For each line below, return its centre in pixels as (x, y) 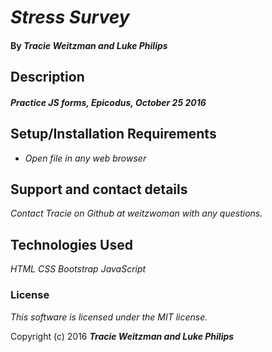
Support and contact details (99, 189)
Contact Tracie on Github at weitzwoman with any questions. (136, 213)
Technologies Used (71, 244)
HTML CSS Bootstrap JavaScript (78, 269)
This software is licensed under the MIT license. (109, 317)
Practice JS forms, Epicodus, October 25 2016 (108, 102)
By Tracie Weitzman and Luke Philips (89, 45)
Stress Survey (70, 17)
